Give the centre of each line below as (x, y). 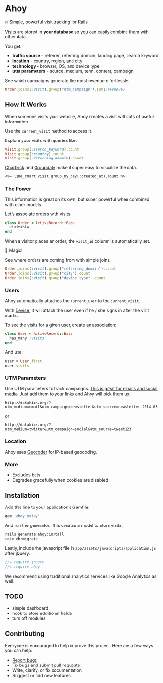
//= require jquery (25, 562)
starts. (11, 315)
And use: (14, 352)
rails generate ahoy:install (35, 534)
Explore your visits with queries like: (41, 140)
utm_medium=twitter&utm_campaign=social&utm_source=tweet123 (68, 429)
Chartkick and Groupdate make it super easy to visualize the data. (71, 168)
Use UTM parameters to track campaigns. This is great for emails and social (81, 388)
